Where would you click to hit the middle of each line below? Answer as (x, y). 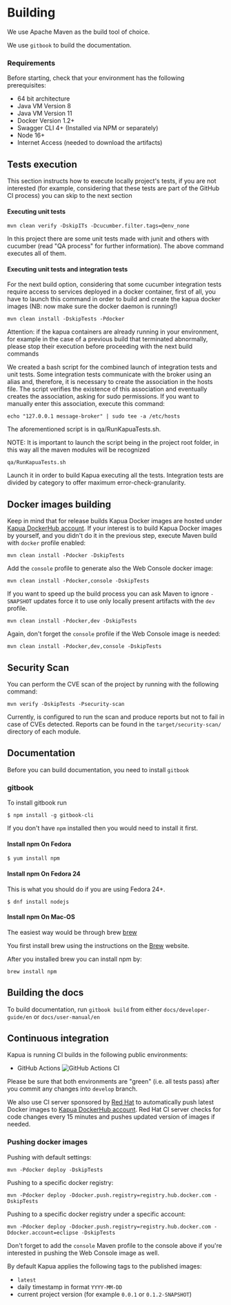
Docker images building (59, 504)
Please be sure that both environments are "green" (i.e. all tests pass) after (113, 1082)
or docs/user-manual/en (67, 1016)
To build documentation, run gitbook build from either (84, 1009)
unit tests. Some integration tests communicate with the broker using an (109, 374)
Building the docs (46, 993)
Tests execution (42, 164)
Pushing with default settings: (49, 1157)
